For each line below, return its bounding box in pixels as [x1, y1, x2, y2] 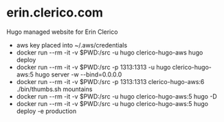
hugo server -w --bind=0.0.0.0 [34, 70, 122, 79]
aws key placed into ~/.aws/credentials [16, 41, 128, 49]
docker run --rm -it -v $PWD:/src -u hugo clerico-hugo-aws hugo [16, 48, 203, 57]
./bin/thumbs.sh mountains [16, 85, 93, 93]
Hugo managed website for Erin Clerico [6, 28, 118, 36]
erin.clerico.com [6, 5, 104, 21]
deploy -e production [16, 107, 77, 115]
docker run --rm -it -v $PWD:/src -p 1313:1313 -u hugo [16, 63, 171, 71]
